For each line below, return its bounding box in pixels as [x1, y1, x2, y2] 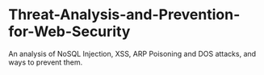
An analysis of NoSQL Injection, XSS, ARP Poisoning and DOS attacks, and [8, 49, 257, 58]
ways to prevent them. [8, 57, 83, 67]
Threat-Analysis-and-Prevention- [8, 6, 241, 24]
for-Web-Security [8, 22, 131, 41]
